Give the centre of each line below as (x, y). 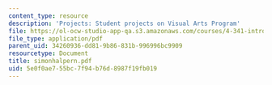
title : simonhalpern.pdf (50, 62)
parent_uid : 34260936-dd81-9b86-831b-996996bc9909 (96, 46)
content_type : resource (49, 16)
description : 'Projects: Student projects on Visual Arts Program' (125, 23)
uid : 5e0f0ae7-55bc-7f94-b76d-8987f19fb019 (83, 69)
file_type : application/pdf (56, 38)
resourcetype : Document (49, 53)
